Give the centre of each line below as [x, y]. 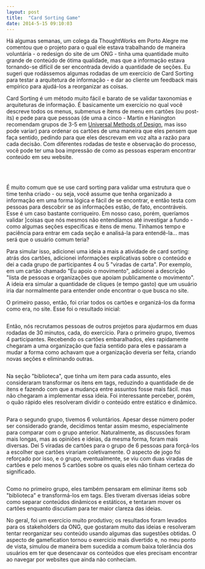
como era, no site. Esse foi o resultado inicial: [63, 309]
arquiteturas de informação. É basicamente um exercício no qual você [95, 105]
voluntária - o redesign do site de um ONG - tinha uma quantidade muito [98, 54]
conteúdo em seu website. [40, 157]
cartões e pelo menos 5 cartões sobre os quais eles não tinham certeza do [101, 465]
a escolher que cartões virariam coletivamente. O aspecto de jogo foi [93, 452]
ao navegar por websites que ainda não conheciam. [72, 560]
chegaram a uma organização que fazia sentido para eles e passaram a [96, 346]
